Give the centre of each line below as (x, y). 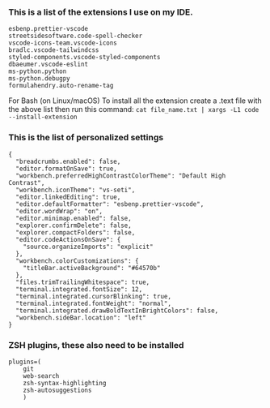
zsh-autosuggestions (57, 390)
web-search (41, 376)
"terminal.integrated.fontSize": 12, (79, 289)
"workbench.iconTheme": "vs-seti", (76, 190)
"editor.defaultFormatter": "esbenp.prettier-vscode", (110, 204)
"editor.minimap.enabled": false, (74, 218)
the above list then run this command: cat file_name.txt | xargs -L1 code (134, 110)
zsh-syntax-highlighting (65, 383)
